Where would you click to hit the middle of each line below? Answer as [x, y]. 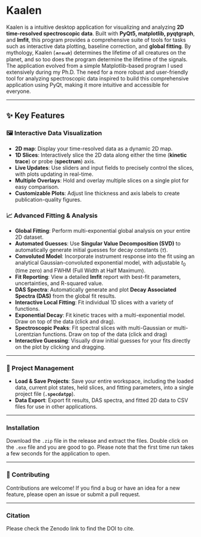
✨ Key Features [35, 115]
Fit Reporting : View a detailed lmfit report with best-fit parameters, [98, 277]
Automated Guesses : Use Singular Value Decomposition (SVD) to [98, 243]
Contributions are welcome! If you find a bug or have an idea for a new [93, 488]
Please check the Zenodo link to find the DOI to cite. [70, 528]
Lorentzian [28, 334]
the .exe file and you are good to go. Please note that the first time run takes [100, 447]
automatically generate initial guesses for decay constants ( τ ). [91, 250]
